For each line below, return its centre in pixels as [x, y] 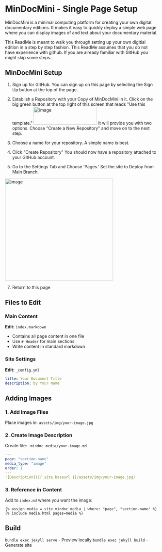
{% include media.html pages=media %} [44, 513]
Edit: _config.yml [22, 370]
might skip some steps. [28, 57]
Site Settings [20, 359]
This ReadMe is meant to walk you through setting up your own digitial [75, 42]
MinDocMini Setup [33, 73]
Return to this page [31, 287]
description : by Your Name [32, 383]
